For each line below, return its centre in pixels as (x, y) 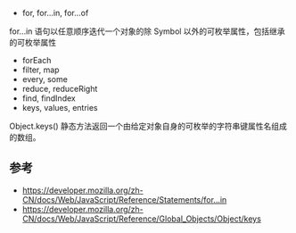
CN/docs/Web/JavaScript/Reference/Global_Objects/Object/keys (141, 219)
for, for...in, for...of (55, 13)
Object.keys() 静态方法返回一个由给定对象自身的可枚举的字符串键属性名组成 (148, 126)
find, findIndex (49, 98)
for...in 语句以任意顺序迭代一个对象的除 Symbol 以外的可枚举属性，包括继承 (147, 31)
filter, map (41, 70)
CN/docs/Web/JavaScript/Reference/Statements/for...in (124, 199)
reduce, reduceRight (60, 89)
